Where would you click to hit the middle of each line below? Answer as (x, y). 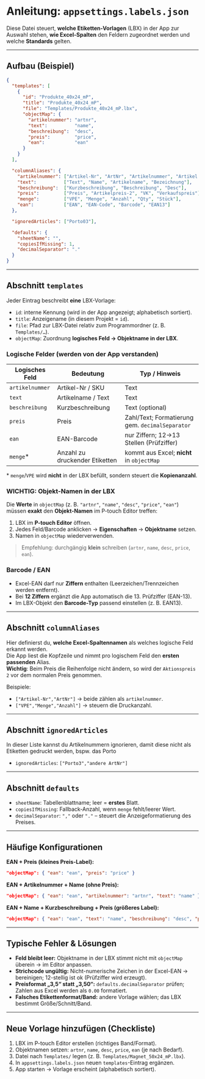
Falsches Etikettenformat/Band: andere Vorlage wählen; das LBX (98, 997)
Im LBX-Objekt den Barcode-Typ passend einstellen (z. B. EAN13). (99, 602)
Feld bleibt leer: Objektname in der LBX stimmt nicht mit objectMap (99, 958)
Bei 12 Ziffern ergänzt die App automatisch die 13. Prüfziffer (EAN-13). (103, 596)
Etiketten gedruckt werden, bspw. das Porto (61, 751)
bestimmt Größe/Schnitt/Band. (53, 1004)
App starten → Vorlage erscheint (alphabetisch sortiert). (86, 1069)
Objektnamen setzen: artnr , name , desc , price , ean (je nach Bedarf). (99, 1050)
